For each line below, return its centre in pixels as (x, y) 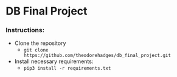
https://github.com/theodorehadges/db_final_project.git (97, 56)
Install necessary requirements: (54, 61)
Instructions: (25, 30)
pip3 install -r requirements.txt (67, 69)
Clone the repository (40, 43)
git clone (36, 50)
